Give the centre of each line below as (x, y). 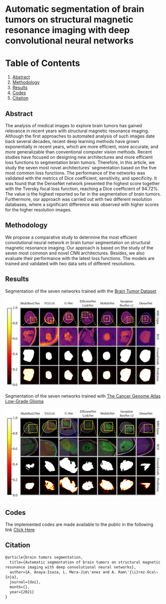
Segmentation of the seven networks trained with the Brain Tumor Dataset (81, 291)
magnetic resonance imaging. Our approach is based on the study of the (79, 248)
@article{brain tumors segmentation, (44, 557)
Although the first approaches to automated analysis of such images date (80, 136)
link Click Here (20, 530)
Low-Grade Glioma (24, 402)
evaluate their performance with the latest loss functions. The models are (80, 258)
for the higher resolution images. (38, 209)
